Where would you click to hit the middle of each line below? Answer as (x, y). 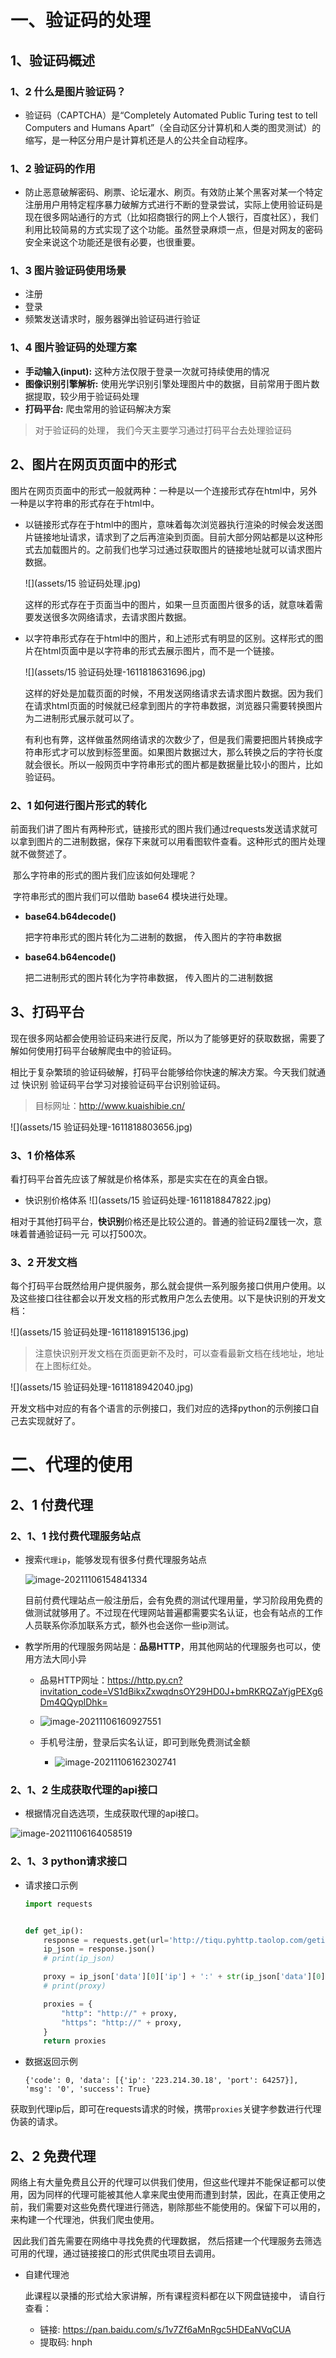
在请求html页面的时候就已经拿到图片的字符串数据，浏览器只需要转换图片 (174, 705)
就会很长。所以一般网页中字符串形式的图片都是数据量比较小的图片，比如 (173, 764)
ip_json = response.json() (99, 1949)
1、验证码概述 (53, 60)
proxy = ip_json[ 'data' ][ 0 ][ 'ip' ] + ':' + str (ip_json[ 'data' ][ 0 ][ (186, 1977)
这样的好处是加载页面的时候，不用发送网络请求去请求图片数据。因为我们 (173, 693)
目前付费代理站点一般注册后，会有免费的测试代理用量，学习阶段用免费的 (173, 1600)
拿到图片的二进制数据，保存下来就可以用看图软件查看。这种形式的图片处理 (172, 841)
